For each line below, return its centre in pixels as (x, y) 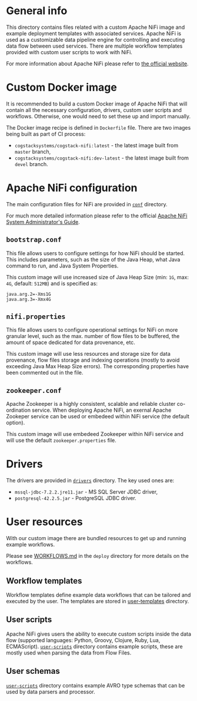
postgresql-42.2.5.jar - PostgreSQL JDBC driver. (75, 498)
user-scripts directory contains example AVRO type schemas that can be (96, 685)
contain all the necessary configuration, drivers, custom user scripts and (94, 110)
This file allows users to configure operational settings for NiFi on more (92, 330)
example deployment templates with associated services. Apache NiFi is (94, 33)
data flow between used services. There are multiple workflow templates (94, 46)
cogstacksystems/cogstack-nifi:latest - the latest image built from (96, 145)
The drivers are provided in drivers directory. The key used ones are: (90, 481)
